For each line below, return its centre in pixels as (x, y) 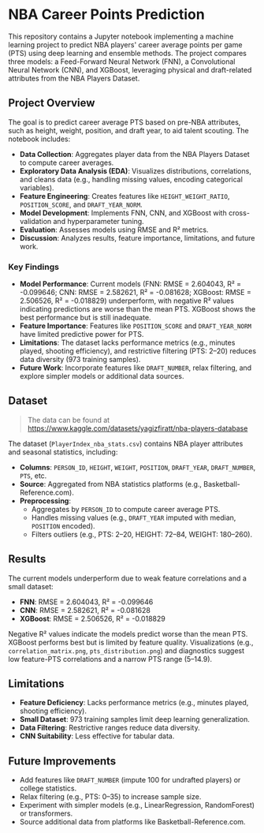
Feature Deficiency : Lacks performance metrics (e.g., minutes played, (134, 703)
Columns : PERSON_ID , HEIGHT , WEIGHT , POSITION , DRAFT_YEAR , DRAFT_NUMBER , (138, 467)
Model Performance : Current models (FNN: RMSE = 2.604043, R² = (130, 284)
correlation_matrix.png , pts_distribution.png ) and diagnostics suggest (126, 650)
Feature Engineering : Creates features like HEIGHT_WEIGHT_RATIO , (125, 196)
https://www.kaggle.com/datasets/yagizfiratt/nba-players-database (138, 428)
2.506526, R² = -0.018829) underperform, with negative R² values (127, 301)
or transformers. (46, 813)
